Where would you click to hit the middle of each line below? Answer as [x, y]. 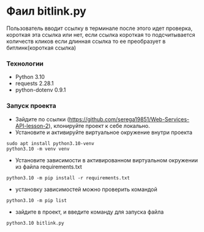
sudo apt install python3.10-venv [51, 143]
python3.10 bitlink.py [35, 223]
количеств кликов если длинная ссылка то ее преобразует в [86, 41]
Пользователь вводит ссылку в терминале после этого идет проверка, [100, 28]
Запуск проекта [31, 106]
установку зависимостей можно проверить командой [86, 189]
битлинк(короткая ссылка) [41, 48]
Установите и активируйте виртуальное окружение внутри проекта [104, 132]
